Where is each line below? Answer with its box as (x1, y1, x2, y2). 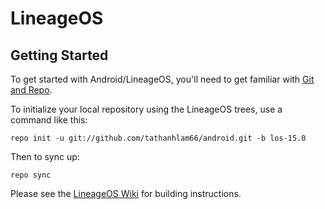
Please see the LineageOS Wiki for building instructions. (10, 188, 242, 199)
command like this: (10, 114, 88, 126)
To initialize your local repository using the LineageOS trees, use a (10, 103, 283, 115)
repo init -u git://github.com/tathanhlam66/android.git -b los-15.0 (10, 133, 307, 143)
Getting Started (10, 47, 109, 64)
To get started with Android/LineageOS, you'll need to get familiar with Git (10, 73, 315, 85)
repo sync (10, 170, 52, 180)
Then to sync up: (10, 151, 80, 162)
